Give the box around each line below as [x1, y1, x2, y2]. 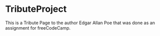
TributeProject [5, 3, 67, 15]
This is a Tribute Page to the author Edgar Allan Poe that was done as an [5, 20, 155, 26]
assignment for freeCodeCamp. [5, 25, 71, 31]
